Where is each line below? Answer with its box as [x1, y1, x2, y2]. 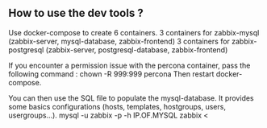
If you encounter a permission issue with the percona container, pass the [8, 60, 251, 70]
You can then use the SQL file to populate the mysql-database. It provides [8, 93, 254, 103]
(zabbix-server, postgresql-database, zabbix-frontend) [45, 44, 228, 55]
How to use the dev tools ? [8, 6, 144, 20]
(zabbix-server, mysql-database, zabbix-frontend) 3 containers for [8, 36, 230, 46]
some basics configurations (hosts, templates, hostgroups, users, [8, 101, 226, 111]
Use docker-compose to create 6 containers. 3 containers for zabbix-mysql [8, 27, 260, 37]
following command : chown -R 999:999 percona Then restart [8, 68, 215, 79]
